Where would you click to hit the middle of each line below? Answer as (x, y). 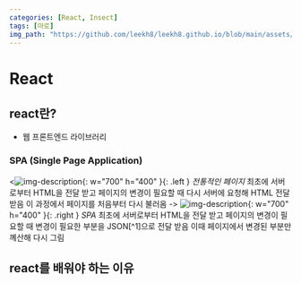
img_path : (28, 34)
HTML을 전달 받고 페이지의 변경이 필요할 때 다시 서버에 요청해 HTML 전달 (161, 193)
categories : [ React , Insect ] (64, 17)
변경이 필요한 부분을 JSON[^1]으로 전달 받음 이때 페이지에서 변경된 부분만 (163, 226)
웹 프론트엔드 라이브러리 (64, 137)
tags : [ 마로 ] (32, 26)
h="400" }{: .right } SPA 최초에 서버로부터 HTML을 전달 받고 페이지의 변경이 (144, 215)
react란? (33, 113)
